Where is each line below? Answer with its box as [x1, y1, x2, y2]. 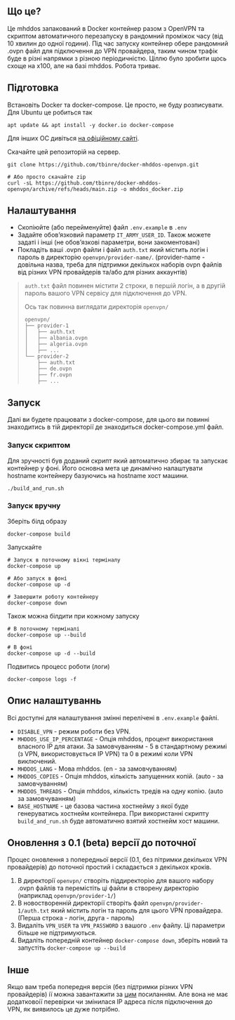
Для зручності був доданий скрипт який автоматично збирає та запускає [7, 456, 228, 465]
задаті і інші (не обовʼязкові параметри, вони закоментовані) [17, 238, 200, 246]
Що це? [7, 6, 41, 18]
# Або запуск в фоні [7, 575, 68, 582]
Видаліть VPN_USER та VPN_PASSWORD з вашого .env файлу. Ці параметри [17, 921, 225, 929]
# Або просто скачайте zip [7, 173, 86, 180]
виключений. [17, 757, 58, 765]
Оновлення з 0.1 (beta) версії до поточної [7, 837, 196, 849]
